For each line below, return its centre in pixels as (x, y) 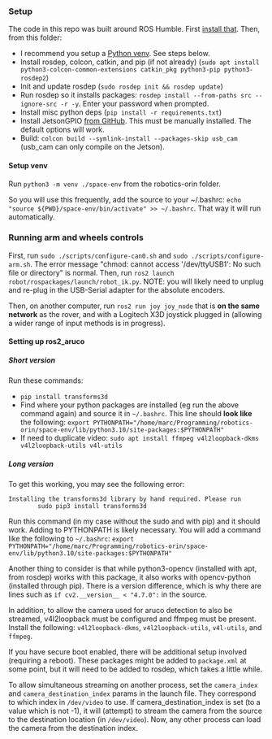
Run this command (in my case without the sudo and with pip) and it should (134, 521)
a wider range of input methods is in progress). (87, 323)
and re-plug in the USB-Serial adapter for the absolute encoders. (117, 289)
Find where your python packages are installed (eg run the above (130, 405)
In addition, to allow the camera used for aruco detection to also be (121, 611)
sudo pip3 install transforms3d (93, 506)
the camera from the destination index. (73, 728)
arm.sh (19, 265)
